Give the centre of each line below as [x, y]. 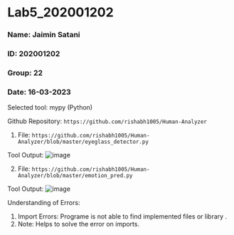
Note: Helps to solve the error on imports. [79, 224]
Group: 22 [25, 73]
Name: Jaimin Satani [44, 35]
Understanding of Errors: [44, 203]
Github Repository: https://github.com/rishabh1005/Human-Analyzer [107, 121]
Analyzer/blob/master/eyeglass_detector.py [83, 142]
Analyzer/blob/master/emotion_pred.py [75, 176]
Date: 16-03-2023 [39, 92]
